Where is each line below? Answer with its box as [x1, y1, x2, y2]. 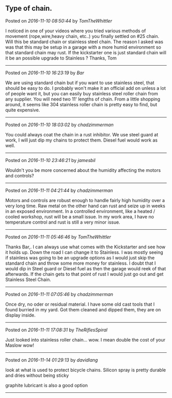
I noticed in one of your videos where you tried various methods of [5, 28, 146, 34]
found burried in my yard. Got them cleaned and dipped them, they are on [5, 306, 161, 312]
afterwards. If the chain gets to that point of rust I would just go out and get [5, 271, 164, 277]
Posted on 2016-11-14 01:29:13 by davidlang [5, 356, 98, 363]
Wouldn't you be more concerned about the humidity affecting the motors [5, 167, 161, 173]
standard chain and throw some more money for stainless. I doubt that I [5, 260, 156, 266]
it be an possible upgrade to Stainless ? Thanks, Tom [5, 55, 117, 61]
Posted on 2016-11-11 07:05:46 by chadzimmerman [5, 291, 114, 297]
